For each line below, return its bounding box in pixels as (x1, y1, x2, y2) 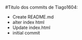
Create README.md (12, 14, 54, 19)
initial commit (12, 30, 40, 35)
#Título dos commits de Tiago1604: (5, 4, 78, 10)
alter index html (12, 19, 45, 25)
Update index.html (12, 24, 51, 30)
